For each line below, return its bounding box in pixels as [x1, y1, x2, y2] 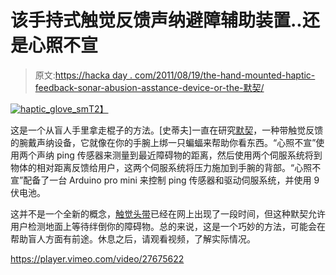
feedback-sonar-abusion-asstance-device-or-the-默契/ [34, 81, 265, 93]
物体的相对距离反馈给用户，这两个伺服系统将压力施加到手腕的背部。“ [10, 161, 295, 173]
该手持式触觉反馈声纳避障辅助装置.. [10, 9, 303, 32]
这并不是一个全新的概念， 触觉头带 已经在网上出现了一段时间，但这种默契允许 [10, 207, 326, 220]
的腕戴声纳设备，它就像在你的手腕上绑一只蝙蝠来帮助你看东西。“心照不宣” [10, 136, 317, 148]
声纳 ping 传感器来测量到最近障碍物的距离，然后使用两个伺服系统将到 [36, 149, 323, 161]
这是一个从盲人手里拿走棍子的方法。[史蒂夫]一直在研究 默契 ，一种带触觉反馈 [10, 124, 324, 136]
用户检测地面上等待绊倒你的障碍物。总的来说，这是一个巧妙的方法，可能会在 [10, 220, 326, 232]
